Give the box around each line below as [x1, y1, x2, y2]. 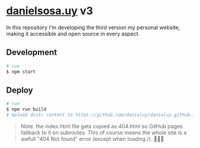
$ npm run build [6, 106, 46, 112]
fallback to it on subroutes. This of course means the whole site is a [20, 129, 187, 136]
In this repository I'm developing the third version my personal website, [6, 24, 180, 31]
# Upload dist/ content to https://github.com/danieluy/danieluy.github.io [6, 112, 198, 118]
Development [6, 48, 58, 58]
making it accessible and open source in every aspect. [6, 30, 140, 37]
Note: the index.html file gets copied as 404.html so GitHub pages [20, 122, 183, 130]
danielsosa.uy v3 [6, 4, 93, 18]
